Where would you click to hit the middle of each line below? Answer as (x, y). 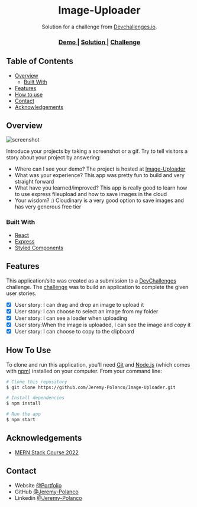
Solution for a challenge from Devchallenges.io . (99, 27)
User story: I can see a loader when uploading (71, 318)
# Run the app (24, 414)
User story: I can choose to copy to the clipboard (74, 331)
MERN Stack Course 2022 (46, 452)
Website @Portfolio (38, 485)
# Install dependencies (35, 398)
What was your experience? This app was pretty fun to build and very (100, 175)
